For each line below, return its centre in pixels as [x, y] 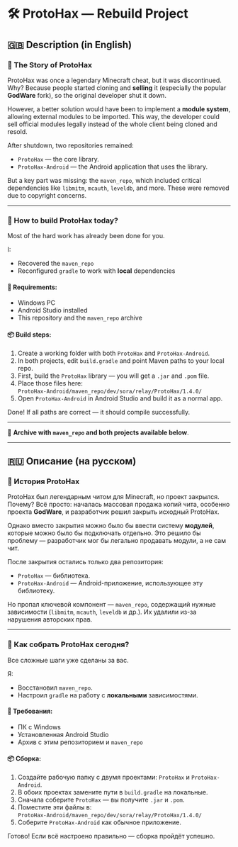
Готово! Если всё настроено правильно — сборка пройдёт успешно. [111, 836]
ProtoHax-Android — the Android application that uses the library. [112, 167]
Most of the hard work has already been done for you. [86, 236]
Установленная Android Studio [63, 734]
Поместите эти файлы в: [55, 807]
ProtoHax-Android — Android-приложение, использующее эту [110, 583]
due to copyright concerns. [47, 195]
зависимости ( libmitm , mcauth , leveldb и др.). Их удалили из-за [102, 612]
